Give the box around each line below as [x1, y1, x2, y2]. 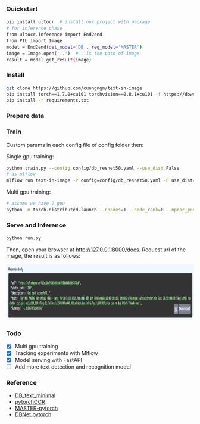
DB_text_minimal [14, 392, 55, 399]
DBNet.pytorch [14, 410, 52, 418]
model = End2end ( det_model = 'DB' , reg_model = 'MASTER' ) [6, 44, 143, 50]
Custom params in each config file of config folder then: [6, 141, 144, 148]
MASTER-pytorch [14, 404, 58, 411]
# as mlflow [6, 172, 36, 177]
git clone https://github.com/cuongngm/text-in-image [6, 85, 143, 91]
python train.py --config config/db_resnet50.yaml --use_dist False [6, 165, 180, 171]
